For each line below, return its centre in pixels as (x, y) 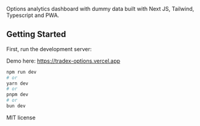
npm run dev (21, 72)
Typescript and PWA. (33, 15)
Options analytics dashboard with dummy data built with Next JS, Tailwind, (100, 9)
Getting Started (36, 34)
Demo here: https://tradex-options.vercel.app (63, 61)
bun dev (16, 106)
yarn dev (17, 83)
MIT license (21, 117)
